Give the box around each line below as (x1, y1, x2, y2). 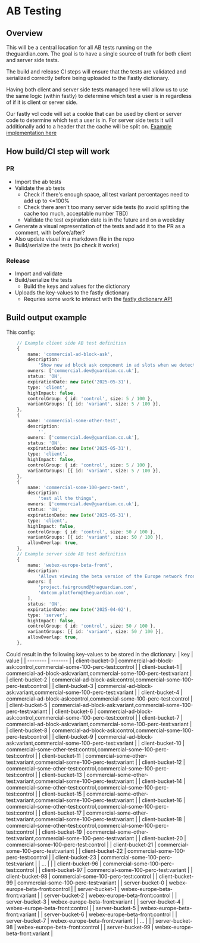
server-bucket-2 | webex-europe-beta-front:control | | (43, 892, 177, 899)
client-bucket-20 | (142, 834, 186, 841)
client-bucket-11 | (41, 752, 85, 759)
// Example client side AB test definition (17, 340, 127, 346)
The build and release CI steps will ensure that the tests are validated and (6, 68, 186, 75)
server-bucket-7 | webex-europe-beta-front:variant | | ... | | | (6, 917, 155, 924)
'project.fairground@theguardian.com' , (37, 584, 137, 591)
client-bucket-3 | (55, 682, 97, 689)
